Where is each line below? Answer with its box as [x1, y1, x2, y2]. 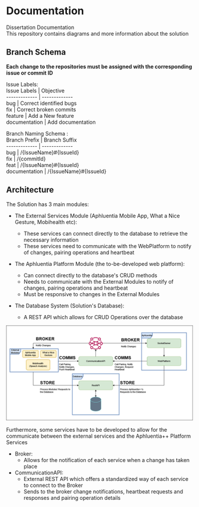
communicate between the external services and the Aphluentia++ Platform [6, 432, 191, 439]
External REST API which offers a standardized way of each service [23, 476, 188, 483]
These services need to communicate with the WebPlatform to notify [23, 242, 191, 249]
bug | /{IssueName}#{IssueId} [6, 149, 79, 156]
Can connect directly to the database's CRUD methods [23, 271, 158, 279]
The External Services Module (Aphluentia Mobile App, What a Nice [14, 212, 180, 219]
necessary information [23, 236, 79, 243]
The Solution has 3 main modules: [6, 200, 89, 208]
